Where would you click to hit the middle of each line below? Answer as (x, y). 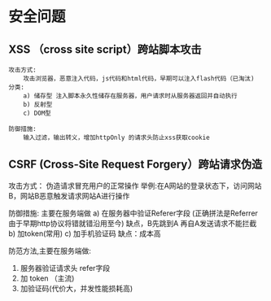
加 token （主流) (47, 278)
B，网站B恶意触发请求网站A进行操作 (69, 195)
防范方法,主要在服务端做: (50, 251)
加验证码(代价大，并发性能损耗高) (76, 288)
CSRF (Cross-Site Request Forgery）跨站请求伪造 (135, 165)
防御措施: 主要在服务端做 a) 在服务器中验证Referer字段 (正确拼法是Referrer (133, 213)
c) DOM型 (37, 113)
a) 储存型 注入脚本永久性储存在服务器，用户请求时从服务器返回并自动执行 (130, 96)
